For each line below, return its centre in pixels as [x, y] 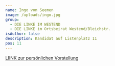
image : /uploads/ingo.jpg [33, 15]
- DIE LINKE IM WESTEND [35, 24]
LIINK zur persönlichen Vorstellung [42, 58]
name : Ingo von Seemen [29, 10]
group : [12, 19]
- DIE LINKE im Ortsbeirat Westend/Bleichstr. [60, 29]
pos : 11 [14, 43]
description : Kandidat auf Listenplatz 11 [51, 39]
